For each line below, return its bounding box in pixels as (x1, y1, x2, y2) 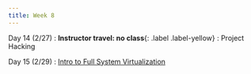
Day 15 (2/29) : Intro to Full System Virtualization (8, 57, 166, 66)
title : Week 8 (8, 11, 55, 20)
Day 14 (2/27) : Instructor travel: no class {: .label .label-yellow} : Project (8, 33, 245, 43)
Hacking (8, 41, 36, 51)
